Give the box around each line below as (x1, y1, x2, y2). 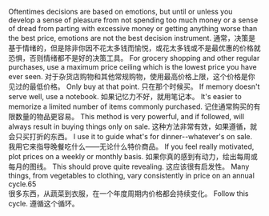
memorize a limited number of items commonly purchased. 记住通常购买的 (8, 102, 254, 111)
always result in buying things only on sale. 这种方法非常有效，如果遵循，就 (8, 122, 258, 131)
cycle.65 (8, 179, 37, 189)
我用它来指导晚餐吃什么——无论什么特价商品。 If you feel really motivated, (8, 142, 255, 151)
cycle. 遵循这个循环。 (8, 199, 79, 208)
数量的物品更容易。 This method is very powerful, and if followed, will (14, 112, 245, 121)
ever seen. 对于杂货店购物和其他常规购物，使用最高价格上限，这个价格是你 (8, 72, 255, 81)
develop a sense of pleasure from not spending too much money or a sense (8, 15, 259, 25)
